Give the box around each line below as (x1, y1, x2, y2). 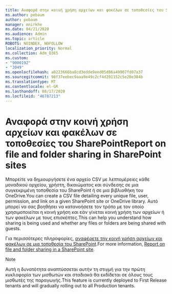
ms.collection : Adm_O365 (5, 50, 58, 56)
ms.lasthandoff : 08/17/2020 (5, 88, 66, 94)
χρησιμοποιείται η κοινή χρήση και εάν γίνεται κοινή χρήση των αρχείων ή (5, 209, 165, 215)
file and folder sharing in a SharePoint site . (5, 246, 95, 252)
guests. (5, 226, 21, 232)
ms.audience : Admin (5, 31, 47, 36)
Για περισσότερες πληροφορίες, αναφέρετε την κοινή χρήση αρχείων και (5, 235, 163, 242)
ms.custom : (5, 55, 29, 61)
